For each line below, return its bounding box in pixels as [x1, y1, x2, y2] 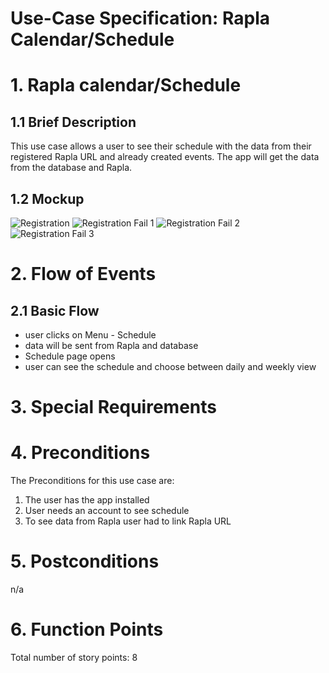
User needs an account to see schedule [24, 505, 190, 517]
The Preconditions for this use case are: [10, 475, 175, 487]
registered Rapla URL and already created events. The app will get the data [10, 151, 320, 163]
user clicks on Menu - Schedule [24, 329, 157, 341]
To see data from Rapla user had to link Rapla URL [24, 515, 232, 527]
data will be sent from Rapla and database [24, 340, 199, 351]
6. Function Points [10, 618, 164, 641]
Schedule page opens [24, 350, 116, 362]
